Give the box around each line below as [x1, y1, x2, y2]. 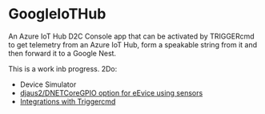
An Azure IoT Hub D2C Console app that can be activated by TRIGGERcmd [8, 31, 255, 41]
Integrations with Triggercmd [19, 96, 116, 106]
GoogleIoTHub [8, 5, 106, 23]
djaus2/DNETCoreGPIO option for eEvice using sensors [19, 88, 203, 97]
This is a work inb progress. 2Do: [8, 63, 118, 73]
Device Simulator [19, 79, 77, 89]
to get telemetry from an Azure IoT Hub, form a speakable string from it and [8, 39, 258, 49]
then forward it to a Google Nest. [8, 48, 117, 58]
